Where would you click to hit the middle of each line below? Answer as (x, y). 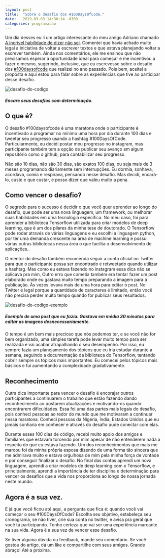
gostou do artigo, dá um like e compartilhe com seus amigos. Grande (75, 545)
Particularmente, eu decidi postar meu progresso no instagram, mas (74, 143)
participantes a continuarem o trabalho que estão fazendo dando (71, 398)
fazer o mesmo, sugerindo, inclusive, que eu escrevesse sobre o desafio (79, 64)
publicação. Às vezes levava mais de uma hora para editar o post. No (75, 285)
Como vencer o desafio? (44, 195)
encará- (150, 174)
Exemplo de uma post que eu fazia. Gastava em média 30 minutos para (80, 317)
